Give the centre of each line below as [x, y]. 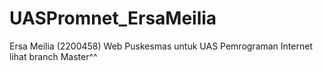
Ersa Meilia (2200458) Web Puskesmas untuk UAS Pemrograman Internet [161, 46]
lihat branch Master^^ [53, 56]
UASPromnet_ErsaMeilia [113, 18]
